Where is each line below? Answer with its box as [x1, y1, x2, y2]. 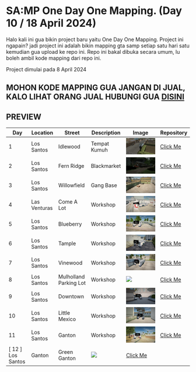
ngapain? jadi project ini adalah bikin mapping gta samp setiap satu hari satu [6, 42, 190, 49]
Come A [58, 198, 78, 205]
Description [91, 129, 121, 136]
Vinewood [58, 259, 83, 266]
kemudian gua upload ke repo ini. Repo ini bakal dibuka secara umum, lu [6, 48, 180, 55]
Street [64, 129, 80, 136]
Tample [58, 240, 76, 247]
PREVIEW [6, 112, 42, 122]
